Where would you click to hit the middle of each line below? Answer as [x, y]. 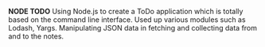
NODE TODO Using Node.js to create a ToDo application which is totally [126, 11]
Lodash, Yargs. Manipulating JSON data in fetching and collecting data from [132, 28]
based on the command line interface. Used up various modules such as [127, 20]
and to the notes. [36, 36]
